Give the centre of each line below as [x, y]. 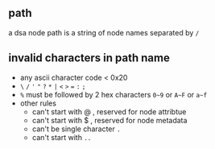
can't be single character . [76, 129]
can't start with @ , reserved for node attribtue [109, 111]
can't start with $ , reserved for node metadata [110, 120]
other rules [38, 103]
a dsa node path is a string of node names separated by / [104, 32]
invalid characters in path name [89, 58]
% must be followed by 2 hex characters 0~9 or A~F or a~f [114, 94]
